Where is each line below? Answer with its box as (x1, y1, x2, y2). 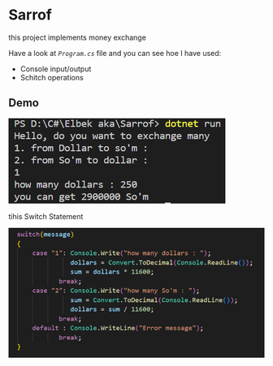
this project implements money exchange (8, 32, 146, 42)
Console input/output (19, 63, 92, 74)
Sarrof (8, 6, 53, 24)
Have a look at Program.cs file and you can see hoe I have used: (8, 48, 222, 58)
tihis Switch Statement (8, 211, 84, 221)
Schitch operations (19, 72, 84, 82)
